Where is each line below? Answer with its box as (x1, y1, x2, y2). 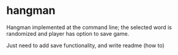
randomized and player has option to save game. (6, 30, 130, 37)
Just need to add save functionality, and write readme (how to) (6, 42, 165, 49)
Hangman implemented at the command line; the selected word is (6, 24, 172, 31)
